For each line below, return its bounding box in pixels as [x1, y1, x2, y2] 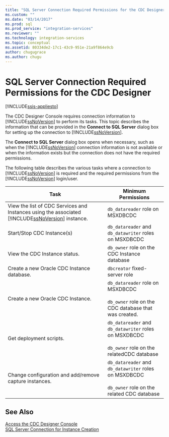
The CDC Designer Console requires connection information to [5, 113, 135, 119]
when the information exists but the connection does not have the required [5, 150, 160, 156]
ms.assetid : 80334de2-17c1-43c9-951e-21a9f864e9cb [5, 45, 114, 50]
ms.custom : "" [5, 12, 35, 17]
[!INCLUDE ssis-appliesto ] [5, 103, 58, 110]
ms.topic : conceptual [5, 40, 51, 45]
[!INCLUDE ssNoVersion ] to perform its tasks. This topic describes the [5, 119, 149, 125]
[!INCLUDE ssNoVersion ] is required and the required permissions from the [5, 170, 159, 177]
